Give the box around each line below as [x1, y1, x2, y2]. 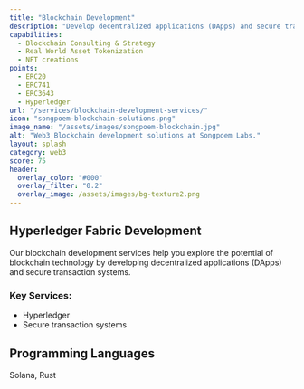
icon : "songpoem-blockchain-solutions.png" [9, 114, 176, 123]
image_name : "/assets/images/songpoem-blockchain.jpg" [9, 123, 221, 132]
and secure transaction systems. [9, 266, 131, 277]
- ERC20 [17, 72, 47, 81]
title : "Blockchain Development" [9, 13, 136, 23]
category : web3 [9, 147, 67, 157]
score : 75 [9, 156, 47, 166]
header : [9, 165, 39, 174]
